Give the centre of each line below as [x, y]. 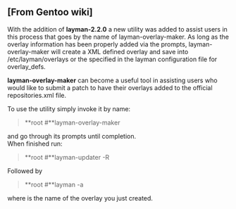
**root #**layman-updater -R [67, 157]
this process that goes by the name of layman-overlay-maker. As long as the [118, 37]
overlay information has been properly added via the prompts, [97, 44]
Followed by [25, 171]
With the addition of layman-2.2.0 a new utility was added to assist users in [117, 29]
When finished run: [35, 144]
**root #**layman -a [54, 184]
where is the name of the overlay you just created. [80, 198]
